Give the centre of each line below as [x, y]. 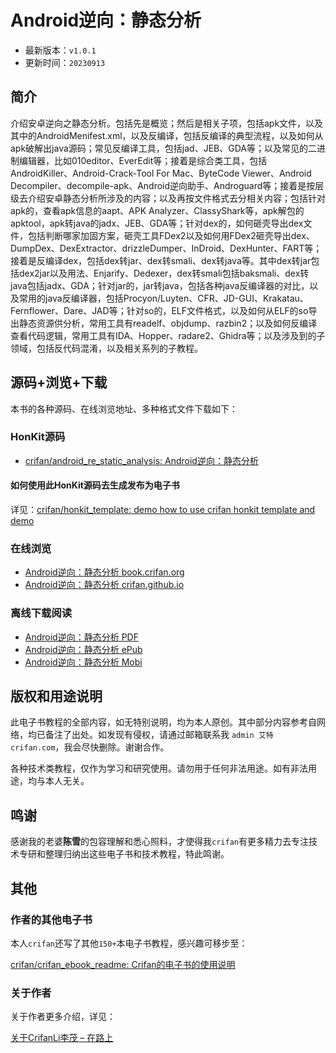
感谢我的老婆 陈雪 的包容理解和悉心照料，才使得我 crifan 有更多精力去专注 [159, 842]
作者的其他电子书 [51, 919]
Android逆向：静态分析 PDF [81, 637]
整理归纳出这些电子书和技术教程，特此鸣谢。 [137, 854]
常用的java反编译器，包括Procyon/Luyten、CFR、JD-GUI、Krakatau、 [163, 298]
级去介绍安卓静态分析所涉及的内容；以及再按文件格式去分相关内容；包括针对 [168, 198]
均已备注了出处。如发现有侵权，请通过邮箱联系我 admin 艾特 [150, 735]
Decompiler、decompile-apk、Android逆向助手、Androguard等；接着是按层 [167, 185]
